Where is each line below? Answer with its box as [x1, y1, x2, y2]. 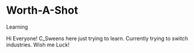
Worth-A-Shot [6, 4, 79, 17]
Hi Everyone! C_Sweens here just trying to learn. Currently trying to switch [6, 35, 189, 42]
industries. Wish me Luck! [6, 41, 70, 48]
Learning [6, 23, 29, 30]
